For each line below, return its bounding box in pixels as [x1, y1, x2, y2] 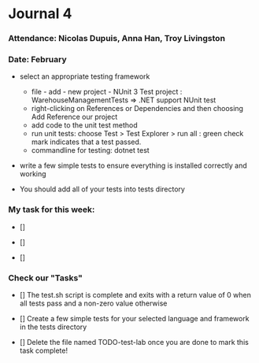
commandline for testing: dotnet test [31, 146, 150, 155]
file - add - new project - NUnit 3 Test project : [31, 87, 183, 97]
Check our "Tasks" [8, 272, 83, 283]
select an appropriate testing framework [19, 72, 150, 81]
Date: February [8, 54, 67, 65]
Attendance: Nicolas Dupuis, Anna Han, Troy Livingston [8, 33, 226, 44]
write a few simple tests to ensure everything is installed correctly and [19, 161, 247, 170]
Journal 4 [8, 5, 72, 23]
